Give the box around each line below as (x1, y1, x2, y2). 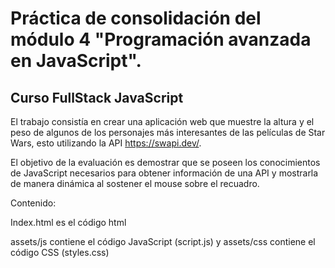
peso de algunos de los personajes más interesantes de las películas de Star (10, 127, 326, 138)
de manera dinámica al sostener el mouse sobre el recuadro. (10, 178, 260, 189)
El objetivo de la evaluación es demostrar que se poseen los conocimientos (10, 157, 321, 168)
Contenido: (10, 197, 57, 209)
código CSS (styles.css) (10, 247, 110, 258)
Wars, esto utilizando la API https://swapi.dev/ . (10, 137, 202, 149)
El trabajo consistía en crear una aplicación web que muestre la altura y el (10, 116, 315, 127)
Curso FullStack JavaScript (10, 89, 184, 106)
